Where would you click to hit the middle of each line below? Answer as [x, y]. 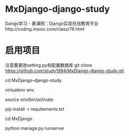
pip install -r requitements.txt [35, 109]
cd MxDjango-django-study [33, 80]
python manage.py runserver [35, 128]
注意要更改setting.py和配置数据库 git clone [49, 65]
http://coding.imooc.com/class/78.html [45, 29]
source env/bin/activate [29, 99]
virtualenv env [20, 90]
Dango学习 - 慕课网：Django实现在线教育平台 [52, 23]
